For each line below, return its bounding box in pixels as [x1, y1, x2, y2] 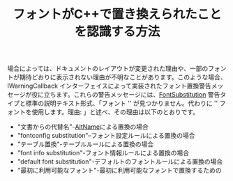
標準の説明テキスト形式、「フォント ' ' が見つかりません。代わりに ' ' [25, 99, 218, 108]
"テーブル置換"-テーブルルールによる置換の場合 [17, 140, 154, 148]
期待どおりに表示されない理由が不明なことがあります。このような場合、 [19, 73, 227, 81]
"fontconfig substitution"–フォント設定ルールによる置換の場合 [17, 132, 195, 140]
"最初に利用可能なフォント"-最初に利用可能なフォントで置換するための [17, 166, 222, 175]
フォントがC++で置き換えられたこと [13, 6, 222, 22]
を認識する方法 [74, 24, 160, 40]
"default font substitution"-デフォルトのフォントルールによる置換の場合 [17, 157, 223, 166]
